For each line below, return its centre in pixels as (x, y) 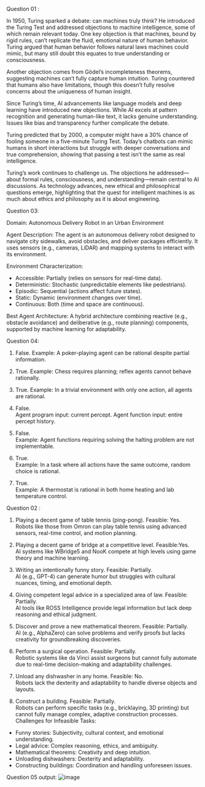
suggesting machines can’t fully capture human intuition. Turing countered (101, 78)
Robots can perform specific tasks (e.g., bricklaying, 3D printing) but (102, 708)
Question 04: (23, 341)
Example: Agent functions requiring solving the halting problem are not (105, 440)
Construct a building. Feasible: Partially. (65, 701)
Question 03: (23, 211)
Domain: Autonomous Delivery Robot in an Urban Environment (85, 223)
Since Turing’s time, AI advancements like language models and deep (94, 103)
